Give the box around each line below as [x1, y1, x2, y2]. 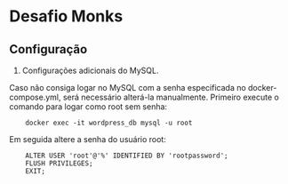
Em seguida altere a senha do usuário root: [9, 134, 166, 144]
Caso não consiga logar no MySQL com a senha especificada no [9, 83, 246, 92]
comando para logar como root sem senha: [9, 101, 167, 112]
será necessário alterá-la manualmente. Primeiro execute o [62, 92, 280, 102]
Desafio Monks [9, 6, 124, 27]
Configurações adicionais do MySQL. [21, 65, 159, 76]
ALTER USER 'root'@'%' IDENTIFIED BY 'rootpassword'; [25, 151, 228, 160]
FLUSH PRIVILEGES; [25, 159, 93, 168]
